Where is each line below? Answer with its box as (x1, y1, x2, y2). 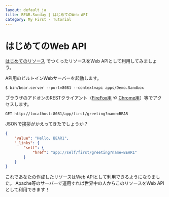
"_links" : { (14, 141, 40, 146)
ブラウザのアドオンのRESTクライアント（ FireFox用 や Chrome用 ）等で (5, 95, 153, 101)
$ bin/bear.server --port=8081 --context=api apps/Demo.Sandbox (5, 85, 144, 90)
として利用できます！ (5, 186, 50, 193)
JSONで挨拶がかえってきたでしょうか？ (5, 121, 89, 127)
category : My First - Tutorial (5, 17, 72, 22)
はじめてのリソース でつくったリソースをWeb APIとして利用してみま (5, 58, 148, 64)
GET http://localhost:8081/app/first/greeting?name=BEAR (5, 111, 128, 117)
